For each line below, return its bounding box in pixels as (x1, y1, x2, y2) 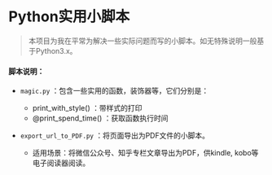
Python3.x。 (35, 46, 77, 55)
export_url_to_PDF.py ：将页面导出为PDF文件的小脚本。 (20, 131, 210, 141)
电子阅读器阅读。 (32, 158, 90, 168)
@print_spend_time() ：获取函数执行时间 (32, 113, 169, 123)
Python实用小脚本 (8, 7, 130, 26)
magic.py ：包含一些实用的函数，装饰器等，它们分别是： (20, 86, 209, 96)
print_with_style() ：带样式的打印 (32, 103, 143, 113)
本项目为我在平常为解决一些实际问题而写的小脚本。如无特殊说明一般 (28, 36, 257, 46)
